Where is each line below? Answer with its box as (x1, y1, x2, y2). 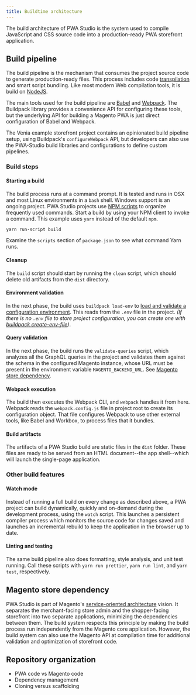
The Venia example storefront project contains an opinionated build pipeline (6, 129, 189, 136)
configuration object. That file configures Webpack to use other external (6, 411, 180, 418)
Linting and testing (6, 542, 53, 550)
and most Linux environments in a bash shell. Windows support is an (6, 197, 170, 204)
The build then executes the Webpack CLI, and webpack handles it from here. (6, 398, 190, 405)
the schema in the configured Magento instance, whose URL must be (6, 360, 173, 367)
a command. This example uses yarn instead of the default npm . (6, 215, 158, 222)
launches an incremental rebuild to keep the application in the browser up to (6, 523, 190, 530)
